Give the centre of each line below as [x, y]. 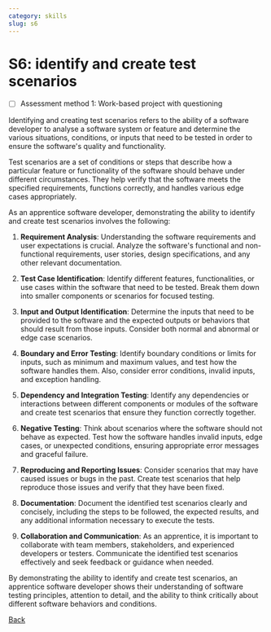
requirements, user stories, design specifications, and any [153, 254]
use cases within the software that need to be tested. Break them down [140, 287]
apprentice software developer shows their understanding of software [126, 586]
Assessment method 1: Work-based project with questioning [121, 103]
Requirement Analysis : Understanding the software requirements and [138, 236]
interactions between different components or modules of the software [139, 403]
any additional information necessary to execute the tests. [118, 520]
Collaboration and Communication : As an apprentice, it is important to [139, 536]
